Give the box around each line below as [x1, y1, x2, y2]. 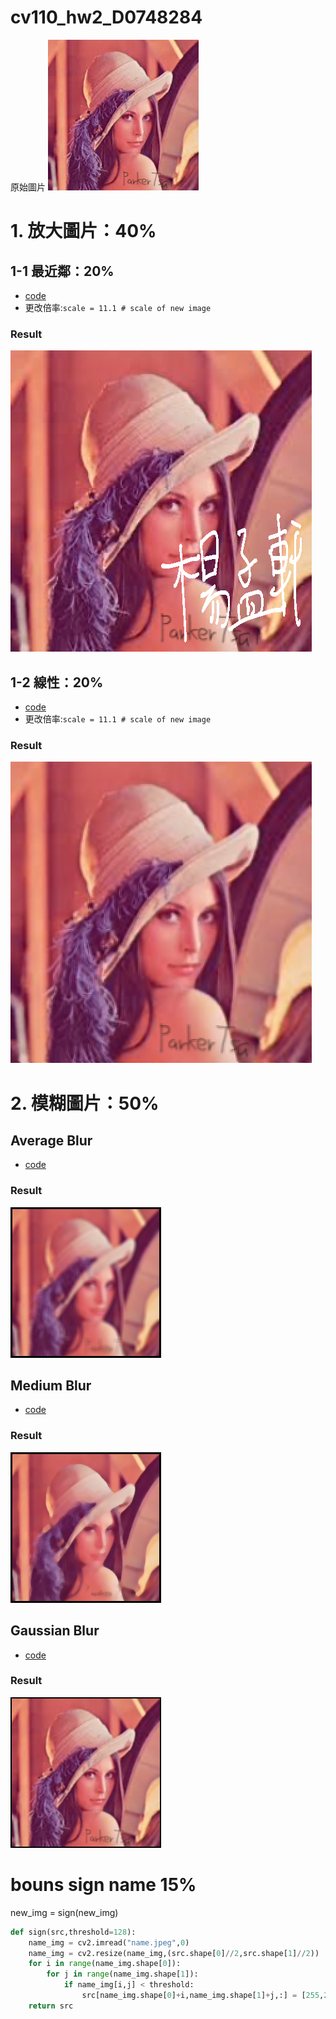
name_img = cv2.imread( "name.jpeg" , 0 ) [28, 1937, 190, 1948]
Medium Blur [10, 1377, 92, 1395]
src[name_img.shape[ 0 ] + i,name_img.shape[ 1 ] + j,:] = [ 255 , [81, 1991, 325, 2001]
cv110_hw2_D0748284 [10, 6, 203, 29]
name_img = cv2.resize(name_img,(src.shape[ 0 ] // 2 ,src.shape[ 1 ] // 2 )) [28, 1948, 320, 1958]
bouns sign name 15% [10, 1874, 197, 1896]
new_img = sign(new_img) [10, 1906, 119, 1918]
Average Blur [10, 1132, 93, 1149]
